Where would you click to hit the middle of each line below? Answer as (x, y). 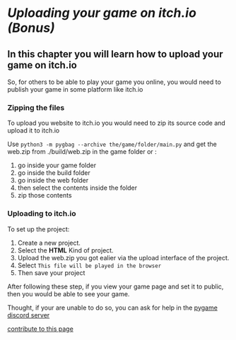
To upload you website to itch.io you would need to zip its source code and (117, 123)
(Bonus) (31, 28)
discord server (29, 315)
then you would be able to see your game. (69, 293)
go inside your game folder (57, 165)
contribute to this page (41, 329)
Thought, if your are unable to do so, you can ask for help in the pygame (112, 308)
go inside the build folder (54, 173)
